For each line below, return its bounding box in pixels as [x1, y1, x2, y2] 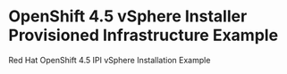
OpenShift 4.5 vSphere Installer [8, 6, 248, 27]
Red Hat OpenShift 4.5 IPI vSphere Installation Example [8, 54, 211, 65]
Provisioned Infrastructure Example [8, 25, 279, 45]
